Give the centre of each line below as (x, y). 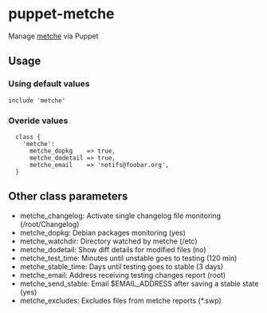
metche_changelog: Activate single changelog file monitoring (120, 216)
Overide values (38, 121)
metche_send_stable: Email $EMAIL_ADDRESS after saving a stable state (139, 283)
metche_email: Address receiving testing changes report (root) (123, 275)
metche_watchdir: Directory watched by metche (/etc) (108, 241)
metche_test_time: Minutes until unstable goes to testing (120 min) (128, 258)
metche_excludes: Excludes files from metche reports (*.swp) (120, 300)
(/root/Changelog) (49, 224)
